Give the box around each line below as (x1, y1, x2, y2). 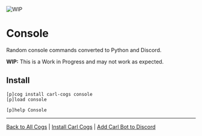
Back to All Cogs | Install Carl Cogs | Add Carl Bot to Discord (6, 123, 156, 130)
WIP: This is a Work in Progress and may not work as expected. (6, 58, 164, 65)
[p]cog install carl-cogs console (6, 91, 93, 97)
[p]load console (6, 96, 47, 102)
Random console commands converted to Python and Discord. (6, 46, 162, 53)
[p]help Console (6, 107, 47, 113)
